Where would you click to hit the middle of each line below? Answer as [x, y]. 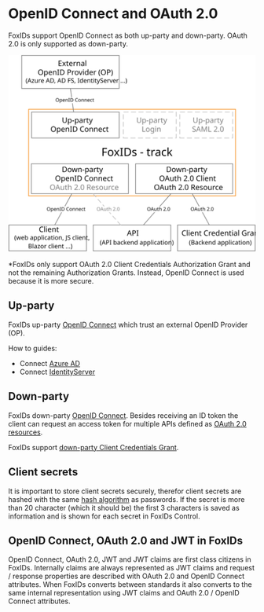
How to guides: [33, 348]
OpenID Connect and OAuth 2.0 [113, 14]
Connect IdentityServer [57, 372]
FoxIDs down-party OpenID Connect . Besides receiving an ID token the [123, 415]
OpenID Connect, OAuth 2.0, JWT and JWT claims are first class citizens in [130, 559]
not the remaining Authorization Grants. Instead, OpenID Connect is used [126, 273]
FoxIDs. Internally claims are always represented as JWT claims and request [132, 568]
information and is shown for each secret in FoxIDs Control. [104, 516]
